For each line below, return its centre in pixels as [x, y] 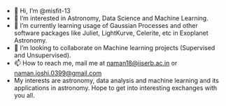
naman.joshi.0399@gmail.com [58, 73]
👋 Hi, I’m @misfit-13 [42, 11]
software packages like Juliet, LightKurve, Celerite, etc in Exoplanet [111, 33]
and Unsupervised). [42, 55]
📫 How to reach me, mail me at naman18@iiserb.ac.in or [96, 63]
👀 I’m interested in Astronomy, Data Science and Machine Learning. [111, 18]
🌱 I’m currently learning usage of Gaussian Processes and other [106, 25]
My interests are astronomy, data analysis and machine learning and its [116, 81]
